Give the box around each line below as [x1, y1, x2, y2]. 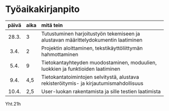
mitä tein [41, 22, 63, 29]
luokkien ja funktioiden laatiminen [41, 65, 121, 72]
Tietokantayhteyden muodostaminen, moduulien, [41, 59, 157, 66]
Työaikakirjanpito [5, 4, 80, 15]
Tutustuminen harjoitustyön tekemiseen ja [41, 30, 140, 37]
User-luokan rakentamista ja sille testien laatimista [41, 88, 161, 95]
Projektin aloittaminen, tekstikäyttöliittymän [41, 44, 143, 51]
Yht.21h [5, 100, 21, 106]
